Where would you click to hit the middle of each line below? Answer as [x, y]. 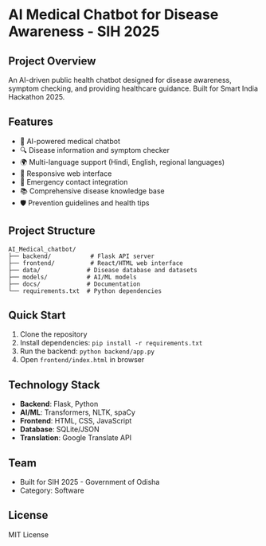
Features [31, 122]
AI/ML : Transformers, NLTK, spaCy [77, 412]
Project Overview [52, 61]
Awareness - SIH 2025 [84, 31]
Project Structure [52, 231]
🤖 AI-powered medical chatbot [70, 141]
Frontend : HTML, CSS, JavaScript [76, 421]
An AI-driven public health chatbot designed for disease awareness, [120, 80]
